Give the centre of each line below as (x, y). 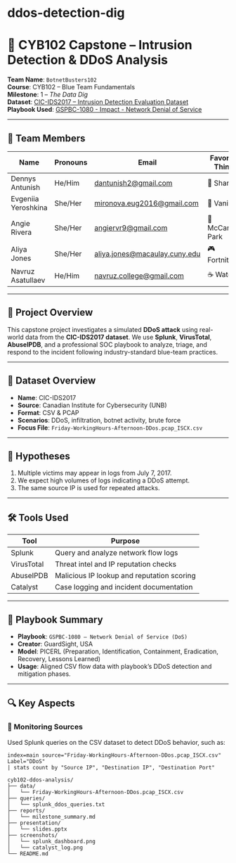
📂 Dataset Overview (52, 381)
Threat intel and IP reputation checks (116, 564)
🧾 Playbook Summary (55, 619)
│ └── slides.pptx (38, 829)
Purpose (126, 541)
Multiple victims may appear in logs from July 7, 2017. (94, 473)
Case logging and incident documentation (124, 587)
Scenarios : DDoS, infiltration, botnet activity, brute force (99, 420)
